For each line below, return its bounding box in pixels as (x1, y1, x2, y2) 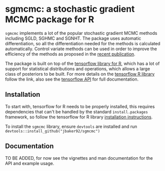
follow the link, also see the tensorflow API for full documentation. (5, 76, 139, 82)
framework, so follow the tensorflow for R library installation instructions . (5, 114, 153, 120)
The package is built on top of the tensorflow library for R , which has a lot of (5, 60, 160, 66)
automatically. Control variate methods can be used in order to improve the (5, 46, 157, 52)
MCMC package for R (5, 14, 95, 25)
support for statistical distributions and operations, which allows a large (5, 65, 150, 72)
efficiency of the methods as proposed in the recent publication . (5, 51, 135, 57)
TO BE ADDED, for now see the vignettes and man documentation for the (5, 155, 153, 161)
